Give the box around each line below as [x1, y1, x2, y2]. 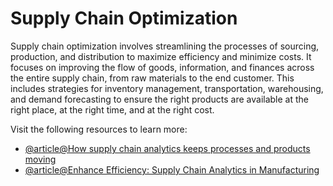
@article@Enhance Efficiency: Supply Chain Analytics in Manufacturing [24, 163, 320, 176]
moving [24, 153, 57, 165]
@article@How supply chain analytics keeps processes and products [24, 142, 311, 154]
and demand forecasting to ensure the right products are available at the [10, 93, 309, 105]
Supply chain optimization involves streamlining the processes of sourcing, [10, 40, 320, 52]
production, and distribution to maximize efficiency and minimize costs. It [10, 50, 312, 62]
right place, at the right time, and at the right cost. [10, 103, 215, 116]
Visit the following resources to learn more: [10, 123, 188, 135]
